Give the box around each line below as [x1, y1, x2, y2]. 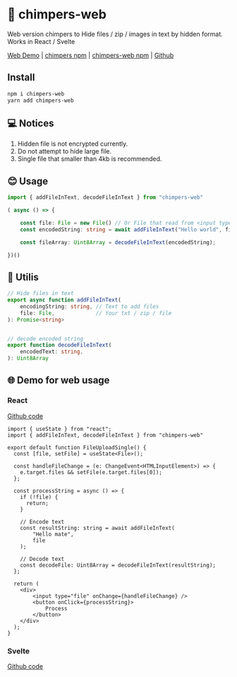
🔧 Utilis [7, 271, 39, 283]
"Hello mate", [32, 531, 74, 538]
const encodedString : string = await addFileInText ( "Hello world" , [20, 226, 222, 233]
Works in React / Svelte [7, 37, 75, 45]
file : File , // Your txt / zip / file [20, 309, 172, 317]
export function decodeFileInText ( [7, 342, 112, 349]
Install [7, 71, 35, 83]
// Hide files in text [7, 290, 74, 297]
